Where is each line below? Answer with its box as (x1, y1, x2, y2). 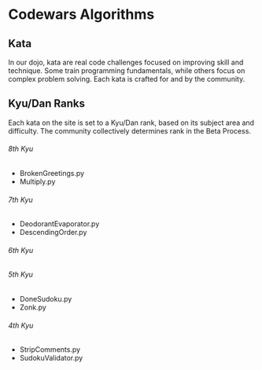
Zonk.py (19, 302, 47, 312)
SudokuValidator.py (19, 354, 83, 363)
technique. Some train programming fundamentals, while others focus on (8, 66, 245, 75)
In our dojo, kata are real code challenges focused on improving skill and (8, 57, 244, 67)
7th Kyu (8, 195, 33, 204)
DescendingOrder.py (19, 228, 87, 237)
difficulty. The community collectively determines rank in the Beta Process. (8, 126, 252, 135)
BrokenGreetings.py (19, 169, 85, 178)
